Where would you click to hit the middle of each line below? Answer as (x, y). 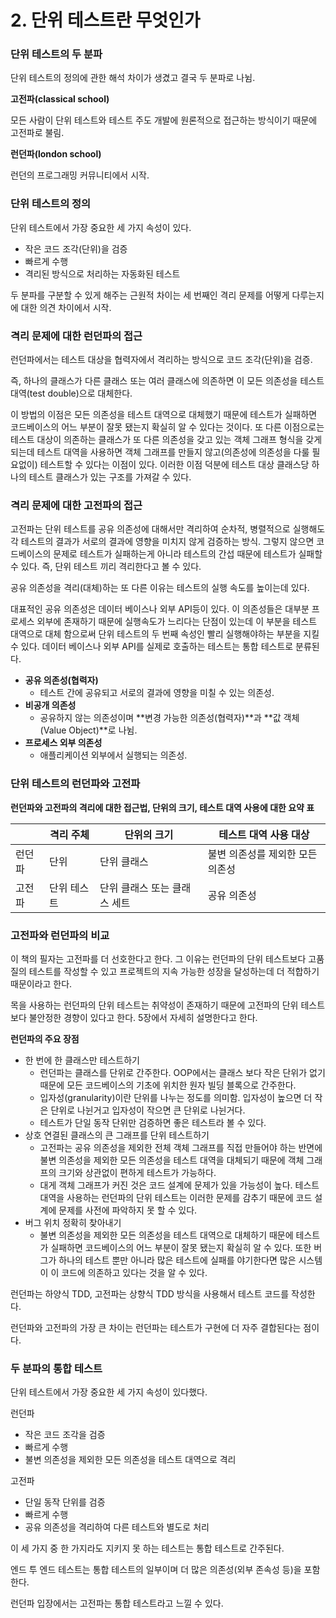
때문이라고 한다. (41, 983)
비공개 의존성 (50, 705)
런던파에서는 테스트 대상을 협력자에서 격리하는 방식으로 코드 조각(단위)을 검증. (161, 360)
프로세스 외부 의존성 (63, 743)
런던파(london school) (56, 154)
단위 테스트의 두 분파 (56, 54)
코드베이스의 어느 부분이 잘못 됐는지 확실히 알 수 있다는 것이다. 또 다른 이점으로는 (167, 427)
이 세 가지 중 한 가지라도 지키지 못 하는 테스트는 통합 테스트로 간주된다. (147, 1548)
